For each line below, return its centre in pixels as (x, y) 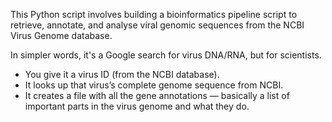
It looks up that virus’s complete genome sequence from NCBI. (154, 85)
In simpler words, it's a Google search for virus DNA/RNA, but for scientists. (166, 55)
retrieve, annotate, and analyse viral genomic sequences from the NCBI (157, 25)
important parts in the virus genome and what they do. (137, 106)
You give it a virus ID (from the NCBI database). (122, 74)
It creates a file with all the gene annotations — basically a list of (157, 95)
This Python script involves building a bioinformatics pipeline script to (154, 14)
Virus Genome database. (61, 35)
